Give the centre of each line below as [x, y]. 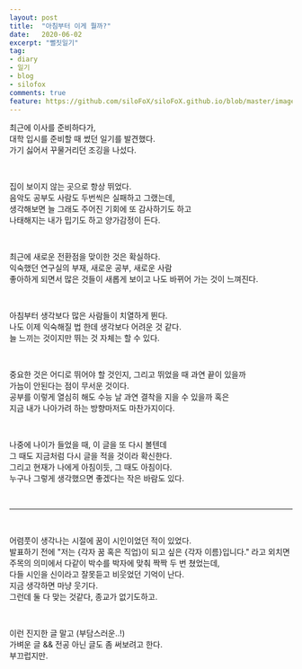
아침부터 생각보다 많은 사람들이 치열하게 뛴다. [89, 316]
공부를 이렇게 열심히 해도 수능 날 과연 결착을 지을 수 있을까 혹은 [120, 397]
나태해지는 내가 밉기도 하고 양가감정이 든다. [85, 220]
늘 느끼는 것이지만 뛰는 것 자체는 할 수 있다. [84, 339]
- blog [22, 76]
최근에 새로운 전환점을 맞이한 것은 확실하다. [85, 257]
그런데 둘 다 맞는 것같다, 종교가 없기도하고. [84, 597]
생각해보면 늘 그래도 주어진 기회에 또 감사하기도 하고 [100, 209]
